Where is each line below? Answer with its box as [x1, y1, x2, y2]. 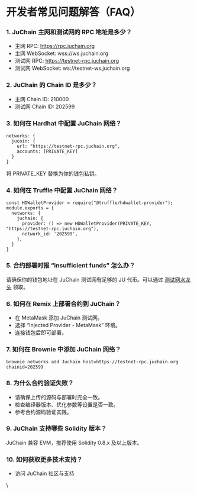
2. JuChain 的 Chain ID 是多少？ [6, 81, 98, 89]
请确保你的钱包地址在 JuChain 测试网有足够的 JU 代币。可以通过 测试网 [6, 276, 180, 283]
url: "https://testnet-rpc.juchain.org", [17, 143, 120, 150]
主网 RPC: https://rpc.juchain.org [14, 43, 95, 50]
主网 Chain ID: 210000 [14, 95, 69, 102]
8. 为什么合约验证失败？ [6, 379, 74, 388]
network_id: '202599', [21, 231, 78, 237]
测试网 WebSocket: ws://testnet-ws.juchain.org [14, 64, 130, 72]
